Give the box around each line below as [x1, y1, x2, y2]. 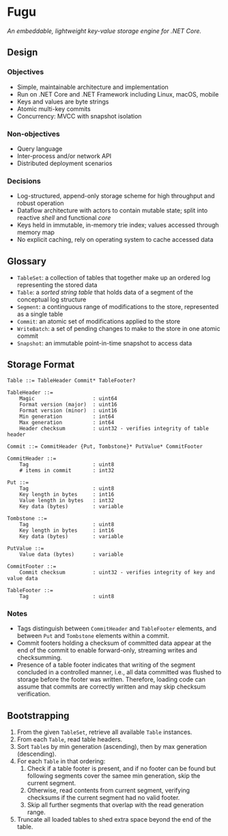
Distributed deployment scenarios [16, 159, 113, 167]
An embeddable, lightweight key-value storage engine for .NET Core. [7, 27, 202, 35]
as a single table [16, 310, 63, 319]
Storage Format [7, 359, 75, 371]
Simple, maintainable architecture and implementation [16, 83, 169, 91]
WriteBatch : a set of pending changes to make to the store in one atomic [16, 325, 220, 333]
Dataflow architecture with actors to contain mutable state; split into [16, 206, 208, 214]
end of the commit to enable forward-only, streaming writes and [16, 646, 197, 654]
